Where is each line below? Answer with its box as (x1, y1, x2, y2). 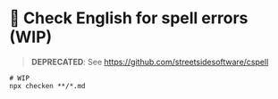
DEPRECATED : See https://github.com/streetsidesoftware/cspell (30, 56, 269, 67)
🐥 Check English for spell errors (9, 8, 249, 29)
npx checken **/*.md (9, 81, 87, 90)
